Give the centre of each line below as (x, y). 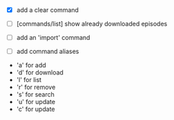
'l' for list (29, 80)
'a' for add (31, 66)
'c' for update (36, 109)
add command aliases (48, 52)
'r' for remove (36, 87)
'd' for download (40, 72)
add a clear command (47, 10)
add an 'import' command (53, 38)
